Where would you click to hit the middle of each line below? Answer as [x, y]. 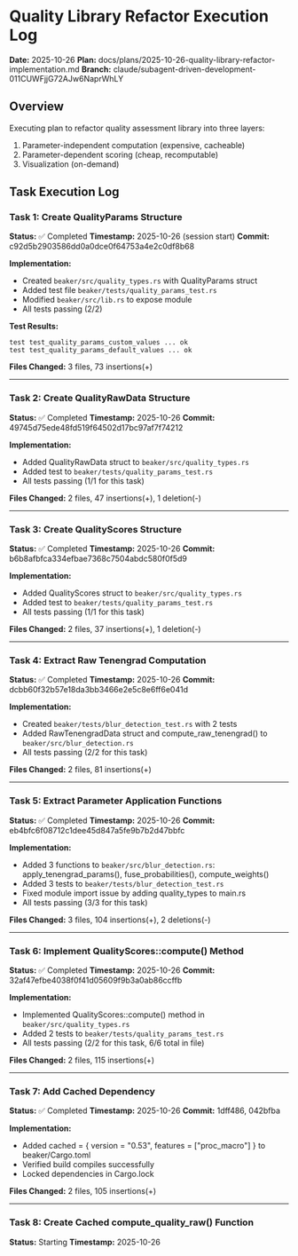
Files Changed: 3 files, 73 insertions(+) [81, 367]
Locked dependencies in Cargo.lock [88, 1174]
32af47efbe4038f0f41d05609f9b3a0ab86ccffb [96, 980]
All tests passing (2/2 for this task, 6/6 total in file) [113, 1043]
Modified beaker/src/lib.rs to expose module [107, 300]
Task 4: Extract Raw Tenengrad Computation [108, 660]
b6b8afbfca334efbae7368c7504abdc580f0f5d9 [98, 559]
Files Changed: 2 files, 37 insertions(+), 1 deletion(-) [105, 629]
